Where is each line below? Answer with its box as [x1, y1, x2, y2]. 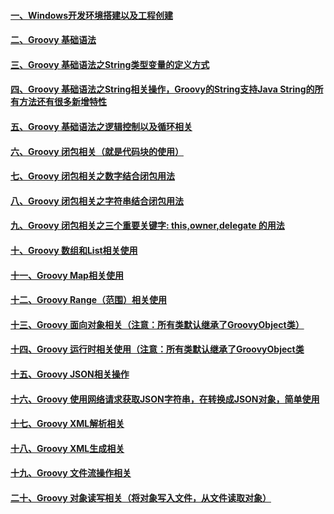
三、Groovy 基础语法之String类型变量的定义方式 [10, 58, 210, 70]
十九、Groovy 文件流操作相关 [10, 467, 132, 479]
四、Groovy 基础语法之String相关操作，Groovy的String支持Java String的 [10, 83, 315, 95]
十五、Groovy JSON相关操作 [10, 368, 130, 380]
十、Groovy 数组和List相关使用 [10, 244, 138, 256]
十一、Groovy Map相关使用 [10, 269, 124, 281]
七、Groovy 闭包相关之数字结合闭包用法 [10, 170, 175, 182]
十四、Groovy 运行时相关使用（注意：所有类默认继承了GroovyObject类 [10, 343, 305, 355]
